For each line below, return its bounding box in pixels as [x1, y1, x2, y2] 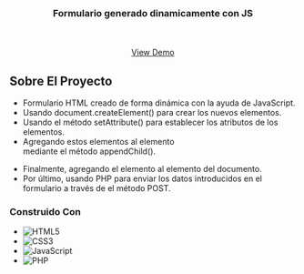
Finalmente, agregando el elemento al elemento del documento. [22, 164, 262, 175]
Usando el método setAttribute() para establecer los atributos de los [22, 117, 279, 128]
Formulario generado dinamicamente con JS [53, 6, 253, 19]
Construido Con [9, 206, 82, 218]
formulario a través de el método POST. [22, 183, 171, 194]
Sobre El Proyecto [9, 73, 113, 88]
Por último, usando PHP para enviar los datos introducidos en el [22, 173, 262, 184]
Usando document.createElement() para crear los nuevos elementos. [22, 107, 282, 118]
